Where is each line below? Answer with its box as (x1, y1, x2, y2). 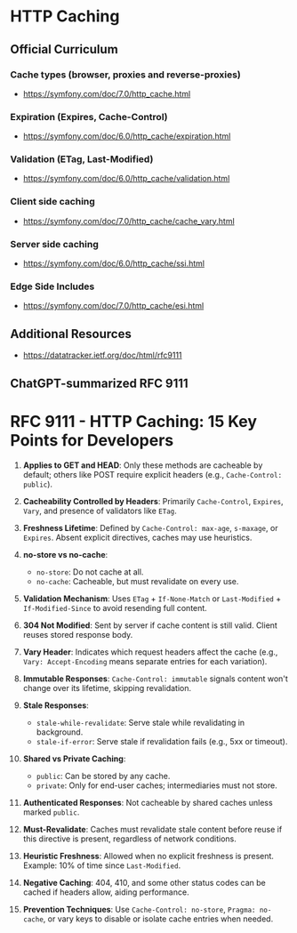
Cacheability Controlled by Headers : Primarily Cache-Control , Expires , (22, 495, 284, 506)
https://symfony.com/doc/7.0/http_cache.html (22, 88, 191, 99)
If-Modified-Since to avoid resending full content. (22, 602, 207, 613)
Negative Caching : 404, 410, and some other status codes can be (22, 877, 266, 888)
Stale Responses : (22, 700, 90, 711)
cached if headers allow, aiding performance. (22, 887, 189, 897)
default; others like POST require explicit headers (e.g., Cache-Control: (22, 469, 283, 479)
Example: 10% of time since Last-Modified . (22, 860, 181, 871)
